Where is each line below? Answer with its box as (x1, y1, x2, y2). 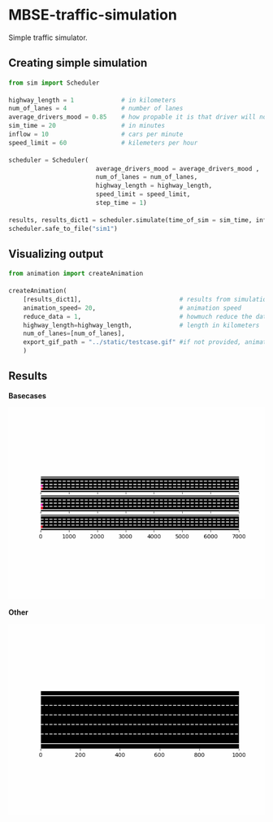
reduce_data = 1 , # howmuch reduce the (23, 312, 253, 320)
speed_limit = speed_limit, (95, 190, 191, 198)
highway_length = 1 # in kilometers (8, 96, 176, 104)
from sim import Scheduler (8, 79, 100, 87)
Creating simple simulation (8, 56, 148, 70)
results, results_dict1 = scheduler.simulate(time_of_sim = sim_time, (8, 215, 253, 224)
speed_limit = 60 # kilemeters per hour (8, 138, 198, 147)
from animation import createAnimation (8, 270, 144, 278)
